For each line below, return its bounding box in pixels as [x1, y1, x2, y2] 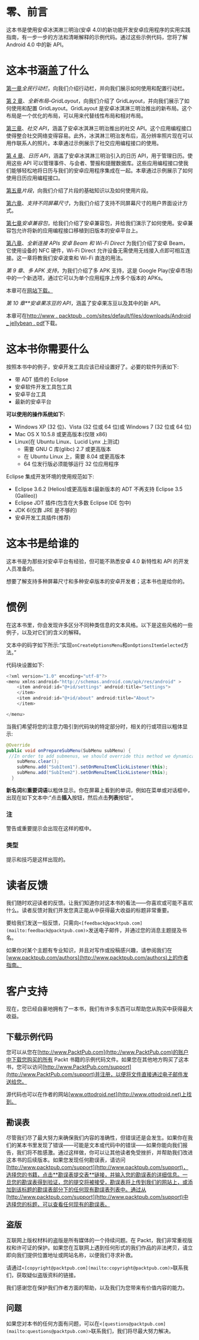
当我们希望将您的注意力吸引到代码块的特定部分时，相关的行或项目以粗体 [6, 722, 182, 730]
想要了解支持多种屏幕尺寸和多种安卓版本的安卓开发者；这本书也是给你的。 [6, 577, 188, 584]
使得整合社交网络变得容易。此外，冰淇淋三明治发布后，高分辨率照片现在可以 [6, 132, 193, 139]
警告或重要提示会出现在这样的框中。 [6, 825, 95, 832]
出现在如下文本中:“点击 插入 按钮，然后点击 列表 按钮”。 [6, 794, 137, 801]
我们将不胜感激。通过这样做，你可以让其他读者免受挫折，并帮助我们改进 [16, 1149, 193, 1156]
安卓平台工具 [14, 391, 46, 398]
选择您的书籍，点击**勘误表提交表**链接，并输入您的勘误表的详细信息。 [6, 1171, 183, 1178]
